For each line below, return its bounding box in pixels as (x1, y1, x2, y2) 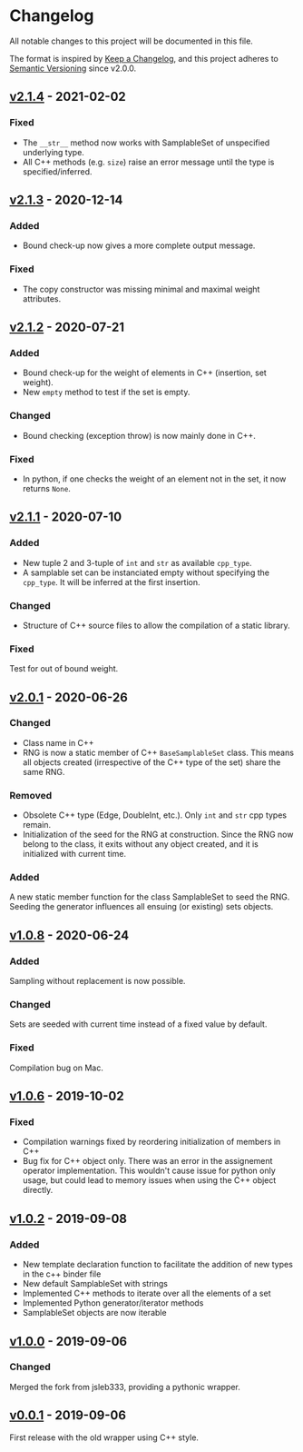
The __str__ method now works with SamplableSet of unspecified (22, 137, 270, 148)
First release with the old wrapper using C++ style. (9, 1432, 200, 1443)
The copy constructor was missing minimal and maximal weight (22, 283, 260, 294)
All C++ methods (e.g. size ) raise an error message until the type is (22, 156, 275, 167)
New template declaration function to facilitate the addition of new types (22, 1259, 293, 1270)
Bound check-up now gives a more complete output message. (22, 240, 256, 251)
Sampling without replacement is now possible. (9, 976, 186, 987)
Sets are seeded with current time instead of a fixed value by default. (9, 1019, 268, 1029)
